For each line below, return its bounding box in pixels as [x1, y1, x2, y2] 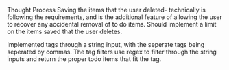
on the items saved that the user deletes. [7, 27, 123, 35]
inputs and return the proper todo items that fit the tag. [7, 55, 162, 63]
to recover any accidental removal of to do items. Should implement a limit [7, 20, 217, 28]
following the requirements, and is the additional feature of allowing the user [7, 13, 223, 21]
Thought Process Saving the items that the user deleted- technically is [7, 6, 206, 14]
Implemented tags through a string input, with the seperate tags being [7, 41, 205, 48]
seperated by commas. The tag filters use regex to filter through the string [7, 48, 217, 56]
